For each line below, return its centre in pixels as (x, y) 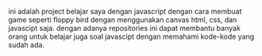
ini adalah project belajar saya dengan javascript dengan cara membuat (125, 11)
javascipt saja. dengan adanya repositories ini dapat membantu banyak (124, 28)
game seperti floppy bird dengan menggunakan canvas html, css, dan (123, 20)
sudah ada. (27, 45)
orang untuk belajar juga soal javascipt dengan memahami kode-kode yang (131, 36)
